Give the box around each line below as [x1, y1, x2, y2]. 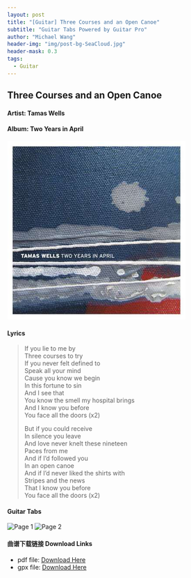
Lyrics [7, 328, 26, 337]
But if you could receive [24, 425, 92, 433]
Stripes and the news [24, 476, 85, 485]
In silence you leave [24, 432, 81, 441]
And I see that [24, 389, 65, 397]
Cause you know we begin [24, 374, 101, 383]
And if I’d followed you [24, 454, 89, 463]
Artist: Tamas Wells [7, 109, 65, 117]
